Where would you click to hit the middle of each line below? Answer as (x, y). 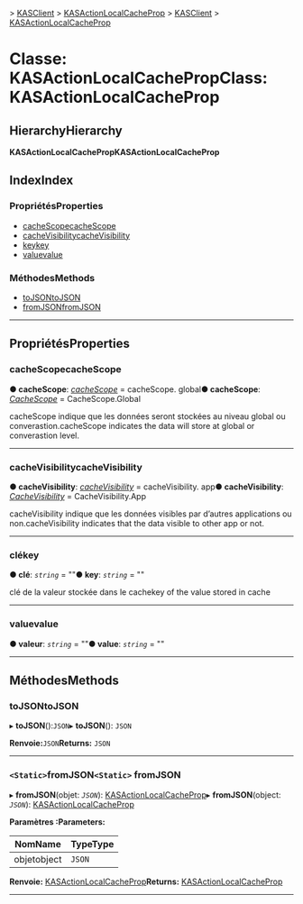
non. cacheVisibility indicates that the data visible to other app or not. (137, 523)
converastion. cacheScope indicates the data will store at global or (132, 425)
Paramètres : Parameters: (57, 822)
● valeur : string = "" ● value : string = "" (87, 644)
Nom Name (38, 844)
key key (36, 245)
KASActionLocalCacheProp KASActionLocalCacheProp (115, 152)
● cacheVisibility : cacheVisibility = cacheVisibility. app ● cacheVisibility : (147, 487)
